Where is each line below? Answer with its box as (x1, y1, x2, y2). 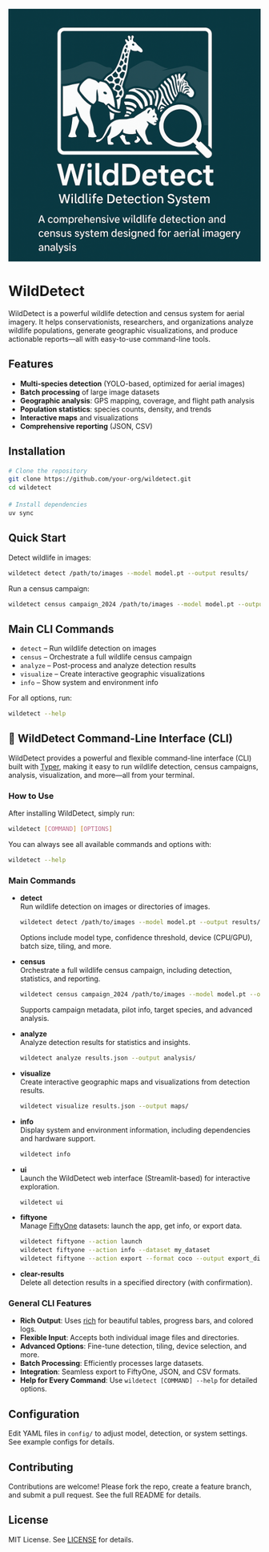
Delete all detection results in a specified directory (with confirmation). (19, 1278, 253, 1287)
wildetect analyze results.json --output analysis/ (19, 1054, 196, 1062)
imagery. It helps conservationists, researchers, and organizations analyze (8, 317, 254, 326)
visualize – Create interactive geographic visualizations (19, 669, 206, 679)
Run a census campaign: (8, 583, 90, 594)
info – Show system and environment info (19, 678, 159, 687)
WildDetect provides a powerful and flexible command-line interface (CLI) (8, 753, 252, 763)
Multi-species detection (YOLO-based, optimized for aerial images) (19, 379, 246, 388)
